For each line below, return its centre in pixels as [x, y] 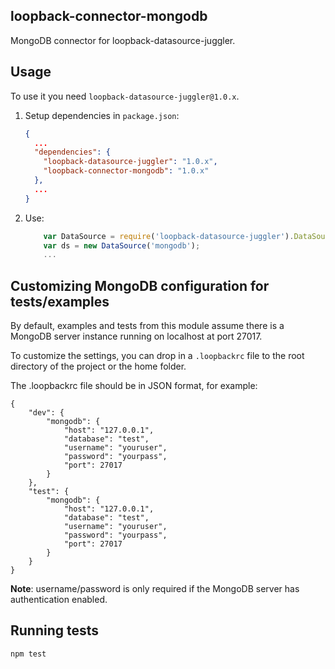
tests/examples [60, 301]
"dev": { [46, 413]
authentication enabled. [59, 600]
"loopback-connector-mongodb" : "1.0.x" [126, 171]
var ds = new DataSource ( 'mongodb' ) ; [122, 245]
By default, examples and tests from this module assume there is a [147, 326]
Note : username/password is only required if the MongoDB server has [155, 589]
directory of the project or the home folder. [98, 366]
